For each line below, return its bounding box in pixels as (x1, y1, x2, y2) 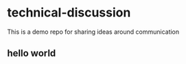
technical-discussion (7, 5, 131, 21)
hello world (7, 47, 56, 59)
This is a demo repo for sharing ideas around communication (7, 28, 180, 36)
